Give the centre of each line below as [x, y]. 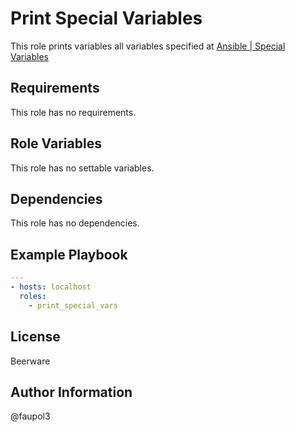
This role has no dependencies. [75, 223]
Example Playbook [69, 254]
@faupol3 [30, 416]
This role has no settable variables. [82, 168]
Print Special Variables [106, 18]
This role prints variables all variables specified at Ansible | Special [148, 46]
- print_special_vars [73, 305]
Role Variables [56, 143]
